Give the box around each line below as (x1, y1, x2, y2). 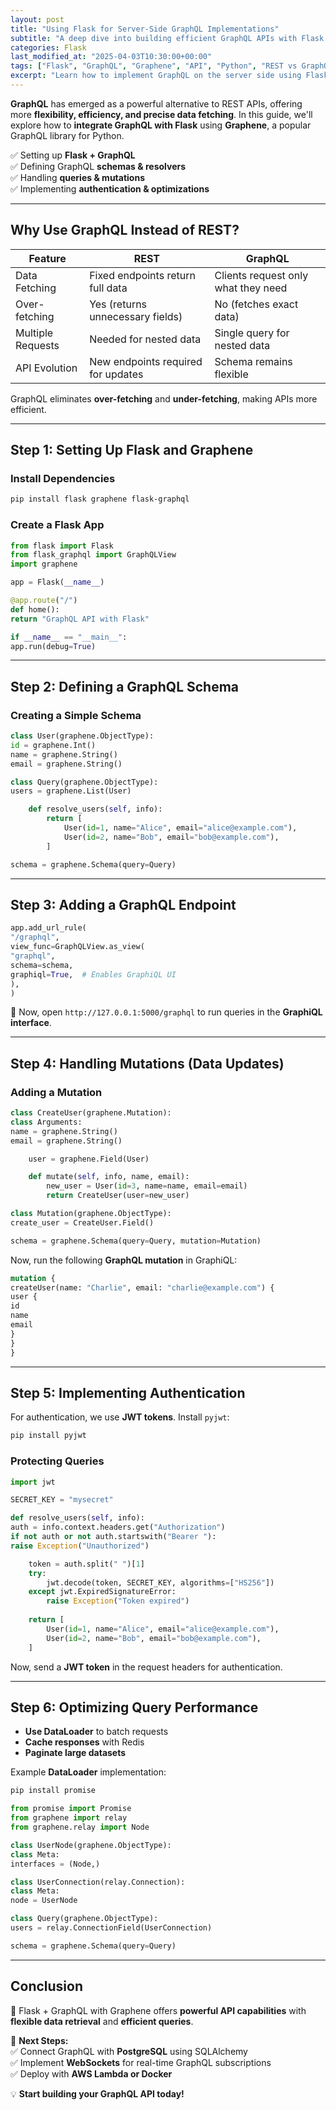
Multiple (15, 326, 54, 340)
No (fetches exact (214, 297, 299, 311)
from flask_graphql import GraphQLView (10, 550, 177, 560)
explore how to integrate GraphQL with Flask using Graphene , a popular (10, 119, 312, 131)
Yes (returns (89, 297, 148, 311)
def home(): (10, 604, 60, 615)
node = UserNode (10, 1896, 78, 1906)
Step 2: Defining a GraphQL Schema (10, 678, 240, 695)
